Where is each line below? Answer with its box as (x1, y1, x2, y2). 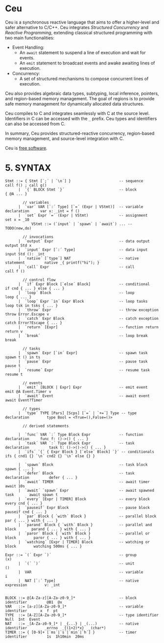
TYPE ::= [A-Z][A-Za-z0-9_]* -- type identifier (5, 613, 159, 617)
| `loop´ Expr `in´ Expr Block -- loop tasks (18, 299, 148, 304)
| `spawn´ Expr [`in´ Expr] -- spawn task (18, 350, 148, 355)
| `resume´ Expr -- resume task (18, 367, 150, 372)
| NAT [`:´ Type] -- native (18, 578, 139, 583)
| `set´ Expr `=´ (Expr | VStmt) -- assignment (18, 213, 148, 218)
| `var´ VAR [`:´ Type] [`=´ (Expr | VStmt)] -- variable (18, 204, 143, 209)
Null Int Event (5, 617, 41, 622)
